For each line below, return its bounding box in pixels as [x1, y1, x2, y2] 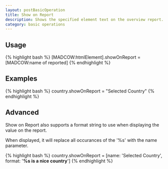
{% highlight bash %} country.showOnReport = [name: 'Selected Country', [5, 152, 162, 158]
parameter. [5, 142, 29, 149]
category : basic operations [5, 21, 66, 27]
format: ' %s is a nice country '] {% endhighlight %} [5, 158, 113, 164]
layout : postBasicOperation [5, 7, 66, 13]
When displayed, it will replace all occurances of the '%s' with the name [5, 137, 157, 143]
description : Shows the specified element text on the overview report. [5, 17, 164, 22]
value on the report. [5, 127, 47, 133]
